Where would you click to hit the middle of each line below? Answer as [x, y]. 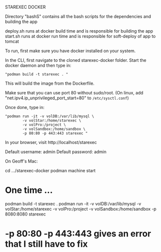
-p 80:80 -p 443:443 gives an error [78, 234]
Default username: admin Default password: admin [56, 152]
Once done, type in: [25, 107]
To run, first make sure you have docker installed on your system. [70, 51]
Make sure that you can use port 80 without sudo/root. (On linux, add [74, 93]
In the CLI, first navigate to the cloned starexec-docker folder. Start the [76, 60]
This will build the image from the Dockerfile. [50, 83]
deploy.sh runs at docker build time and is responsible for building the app [79, 31]
